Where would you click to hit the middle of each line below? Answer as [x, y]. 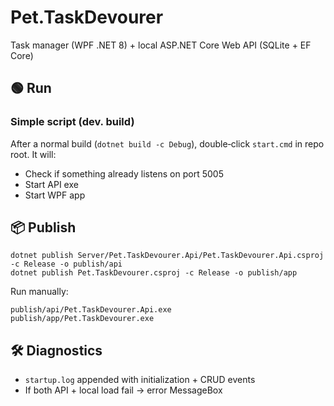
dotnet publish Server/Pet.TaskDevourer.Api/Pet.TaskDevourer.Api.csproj [167, 256]
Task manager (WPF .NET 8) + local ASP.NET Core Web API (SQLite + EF [161, 45]
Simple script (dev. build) [72, 122]
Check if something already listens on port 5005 [124, 173]
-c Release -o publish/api [66, 264]
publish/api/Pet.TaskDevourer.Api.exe [91, 310]
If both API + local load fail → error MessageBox [123, 390]
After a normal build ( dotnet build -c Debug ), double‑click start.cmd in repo [167, 143]
